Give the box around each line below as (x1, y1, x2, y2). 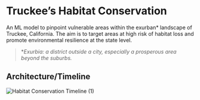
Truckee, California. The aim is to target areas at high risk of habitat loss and (6, 30, 194, 37)
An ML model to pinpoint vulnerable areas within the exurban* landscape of (6, 24, 192, 31)
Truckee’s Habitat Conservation (6, 4, 167, 18)
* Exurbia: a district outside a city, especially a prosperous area (20, 48, 177, 55)
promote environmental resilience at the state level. (6, 36, 133, 43)
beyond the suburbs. (20, 54, 72, 61)
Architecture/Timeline (6, 71, 91, 82)
